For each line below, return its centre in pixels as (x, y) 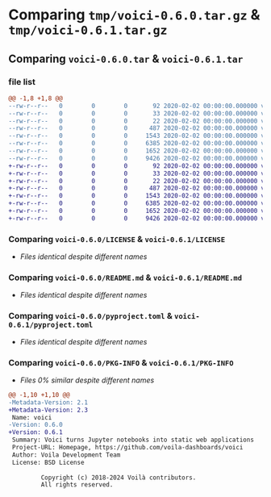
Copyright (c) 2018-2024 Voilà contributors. (119, 478)
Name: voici (32, 417)
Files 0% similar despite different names (87, 380)
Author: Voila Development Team (66, 455)
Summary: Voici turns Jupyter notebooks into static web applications (133, 440)
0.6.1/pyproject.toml (51, 325)
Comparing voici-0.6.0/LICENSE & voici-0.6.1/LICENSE (117, 239)
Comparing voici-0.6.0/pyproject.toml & (91, 316)
